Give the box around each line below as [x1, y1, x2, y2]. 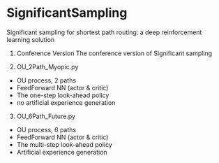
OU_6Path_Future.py [16, 112, 76, 120]
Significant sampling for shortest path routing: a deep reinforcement [6, 28, 202, 36]
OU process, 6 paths [16, 125, 77, 134]
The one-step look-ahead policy [16, 91, 109, 99]
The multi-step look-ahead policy [16, 140, 113, 148]
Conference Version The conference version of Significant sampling [16, 49, 213, 57]
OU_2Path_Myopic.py [16, 62, 79, 71]
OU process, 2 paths [16, 76, 77, 85]
